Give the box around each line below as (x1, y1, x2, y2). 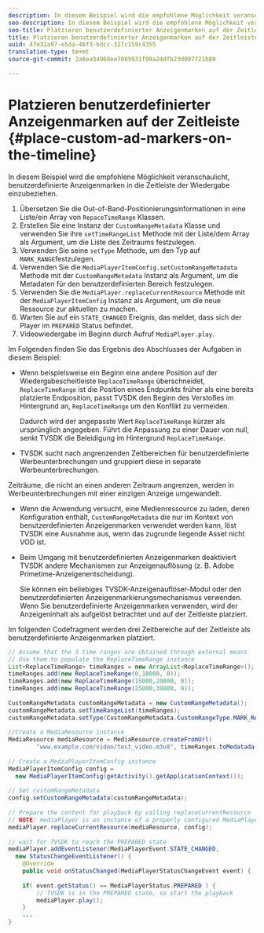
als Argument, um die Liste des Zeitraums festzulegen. (19, 237, 196, 247)
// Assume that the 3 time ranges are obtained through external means (8, 648, 247, 656)
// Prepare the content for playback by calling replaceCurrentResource (8, 809, 251, 817)
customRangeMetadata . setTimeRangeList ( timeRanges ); (8, 706, 181, 715)
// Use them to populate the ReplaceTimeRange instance (8, 655, 195, 664)
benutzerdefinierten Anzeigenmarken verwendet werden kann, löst (19, 520, 237, 530)
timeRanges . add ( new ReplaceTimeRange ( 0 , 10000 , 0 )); (8, 670, 181, 678)
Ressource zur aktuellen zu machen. (19, 304, 138, 313)
